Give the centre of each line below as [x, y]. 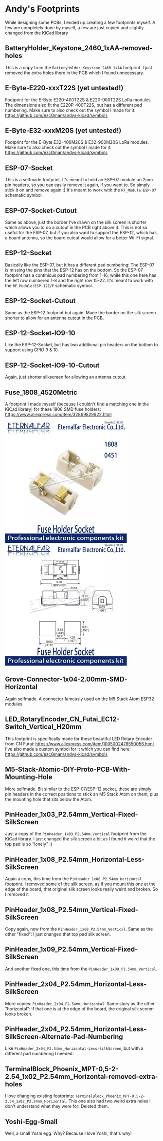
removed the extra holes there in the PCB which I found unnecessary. [75, 73]
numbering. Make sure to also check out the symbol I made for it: [70, 110]
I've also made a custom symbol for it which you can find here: [68, 749]
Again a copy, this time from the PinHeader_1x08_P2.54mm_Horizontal [73, 879]
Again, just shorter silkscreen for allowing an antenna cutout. [66, 377]
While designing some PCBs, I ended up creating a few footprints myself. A [80, 22]
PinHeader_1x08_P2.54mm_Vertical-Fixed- [72, 910]
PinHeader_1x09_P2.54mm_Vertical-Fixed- [72, 949]
